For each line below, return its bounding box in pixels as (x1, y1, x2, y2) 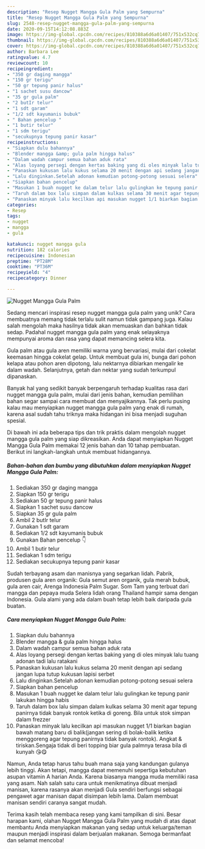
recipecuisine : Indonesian (7, 253, 75, 259)
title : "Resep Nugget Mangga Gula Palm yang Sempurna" (7, 15, 149, 21)
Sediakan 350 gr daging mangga (15, 484, 98, 491)
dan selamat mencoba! (7, 836, 64, 844)
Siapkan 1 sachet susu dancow (15, 503, 93, 510)
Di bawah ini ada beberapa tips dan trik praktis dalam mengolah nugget (7, 428, 186, 436)
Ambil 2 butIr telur (15, 516, 61, 523)
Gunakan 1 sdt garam (15, 523, 69, 530)
